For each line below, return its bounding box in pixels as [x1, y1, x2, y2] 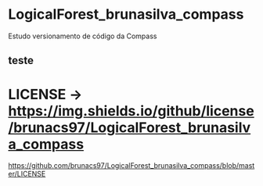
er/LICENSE [8, 170, 46, 179]
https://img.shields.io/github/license [8, 102, 254, 120]
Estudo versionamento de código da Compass [8, 31, 157, 41]
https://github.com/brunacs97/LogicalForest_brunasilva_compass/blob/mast [8, 161, 255, 170]
